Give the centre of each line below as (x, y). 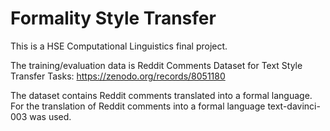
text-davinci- (294, 106)
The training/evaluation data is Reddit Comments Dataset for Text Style (156, 65)
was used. (50, 116)
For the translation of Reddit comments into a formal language (138, 106)
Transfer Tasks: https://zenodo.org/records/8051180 (118, 76)
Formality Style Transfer (113, 18)
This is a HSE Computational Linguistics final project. (119, 46)
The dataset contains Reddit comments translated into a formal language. (161, 95)
